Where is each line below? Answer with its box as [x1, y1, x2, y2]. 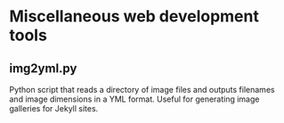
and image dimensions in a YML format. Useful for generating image [9, 94, 260, 104]
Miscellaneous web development [9, 6, 260, 27]
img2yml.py [9, 61, 77, 76]
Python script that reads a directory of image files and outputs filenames [9, 85, 275, 94]
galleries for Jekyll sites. [9, 103, 99, 113]
